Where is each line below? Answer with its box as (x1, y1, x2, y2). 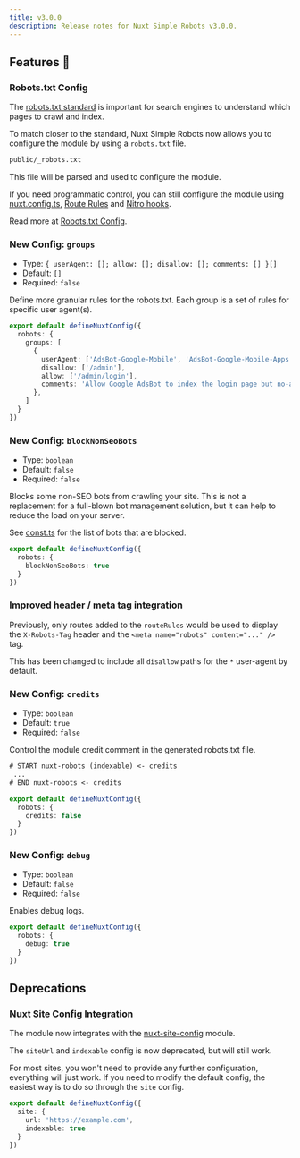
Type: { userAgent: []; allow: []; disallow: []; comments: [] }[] (21, 259, 278, 269)
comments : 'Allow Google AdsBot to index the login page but (41, 379, 274, 389)
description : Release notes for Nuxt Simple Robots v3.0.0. (9, 21, 238, 30)
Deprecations (9, 981, 87, 996)
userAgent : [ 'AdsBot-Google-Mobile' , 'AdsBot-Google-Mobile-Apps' (41, 354, 294, 363)
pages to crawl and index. (9, 111, 104, 122)
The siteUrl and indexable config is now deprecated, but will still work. (9, 1045, 272, 1056)
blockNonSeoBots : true (25, 561, 110, 570)
